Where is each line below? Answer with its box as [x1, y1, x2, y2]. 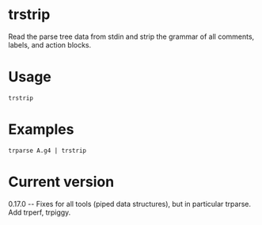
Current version [8, 173, 115, 191]
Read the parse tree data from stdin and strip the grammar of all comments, [8, 32, 255, 41]
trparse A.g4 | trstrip [8, 147, 87, 154]
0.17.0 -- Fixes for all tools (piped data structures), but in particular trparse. [8, 199, 252, 208]
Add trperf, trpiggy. [8, 208, 71, 217]
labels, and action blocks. [8, 40, 92, 49]
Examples [8, 120, 74, 139]
